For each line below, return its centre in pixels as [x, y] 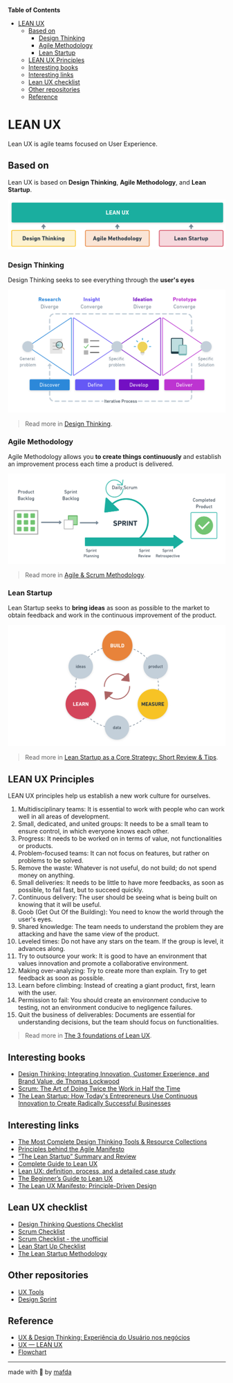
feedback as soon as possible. [61, 978]
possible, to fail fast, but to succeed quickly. [81, 890]
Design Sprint [37, 1299]
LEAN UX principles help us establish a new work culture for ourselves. [109, 796]
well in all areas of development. [64, 817]
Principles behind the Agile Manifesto [71, 1149]
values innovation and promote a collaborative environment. [103, 963]
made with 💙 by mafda [40, 1372]
